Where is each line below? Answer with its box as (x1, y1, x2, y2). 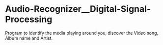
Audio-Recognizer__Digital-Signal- (5, 3, 151, 15)
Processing (5, 14, 53, 25)
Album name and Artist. (5, 35, 53, 41)
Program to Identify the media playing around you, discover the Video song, (5, 30, 159, 36)
